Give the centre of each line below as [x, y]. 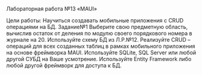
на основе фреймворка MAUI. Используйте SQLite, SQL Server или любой [101, 53]
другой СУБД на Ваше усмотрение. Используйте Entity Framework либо [99, 59]
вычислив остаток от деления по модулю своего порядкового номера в [99, 33]
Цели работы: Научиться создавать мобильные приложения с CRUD [95, 20]
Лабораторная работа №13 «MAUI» [52, 9]
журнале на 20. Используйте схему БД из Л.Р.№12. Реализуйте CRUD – [99, 40]
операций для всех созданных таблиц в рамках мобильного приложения [101, 46]
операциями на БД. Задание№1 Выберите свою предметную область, [97, 27]
